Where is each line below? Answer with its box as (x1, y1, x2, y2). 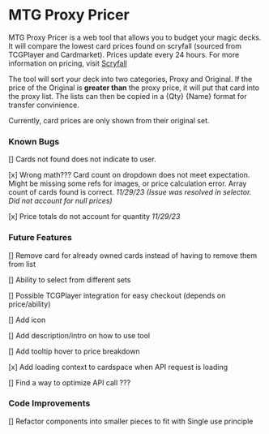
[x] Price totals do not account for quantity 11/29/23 (8, 212, 181, 221)
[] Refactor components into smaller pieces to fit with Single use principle (8, 416, 254, 426)
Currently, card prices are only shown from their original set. (8, 115, 210, 125)
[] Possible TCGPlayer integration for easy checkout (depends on (8, 290, 226, 300)
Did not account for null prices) (8, 196, 113, 206)
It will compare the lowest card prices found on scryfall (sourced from (8, 41, 241, 50)
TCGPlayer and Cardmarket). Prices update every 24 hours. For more (8, 49, 240, 59)
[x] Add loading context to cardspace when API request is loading (8, 362, 228, 372)
